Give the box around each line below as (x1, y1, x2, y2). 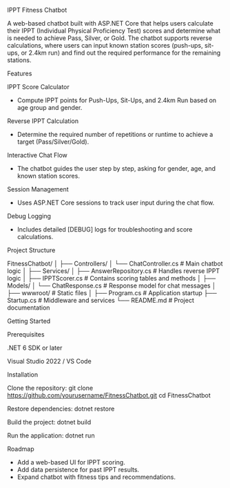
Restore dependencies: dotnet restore (7, 404, 115, 413)
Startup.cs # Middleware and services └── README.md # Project (7, 297, 194, 304)
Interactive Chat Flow (7, 151, 67, 159)
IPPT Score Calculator (7, 83, 70, 91)
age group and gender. (17, 104, 83, 111)
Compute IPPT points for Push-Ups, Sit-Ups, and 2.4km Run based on (17, 96, 217, 104)
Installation (7, 370, 39, 379)
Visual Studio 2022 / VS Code (7, 357, 92, 365)
